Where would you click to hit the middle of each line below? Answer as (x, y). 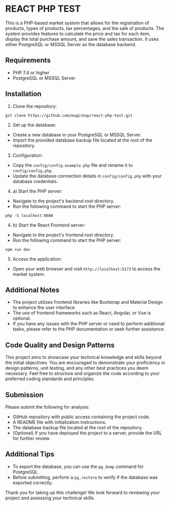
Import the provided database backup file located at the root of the (82, 140)
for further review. (31, 438)
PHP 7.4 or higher (31, 73)
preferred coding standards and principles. (50, 379)
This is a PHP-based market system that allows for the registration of (77, 23)
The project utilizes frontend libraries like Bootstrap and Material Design (88, 302)
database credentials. (35, 181)
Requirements (28, 61)
